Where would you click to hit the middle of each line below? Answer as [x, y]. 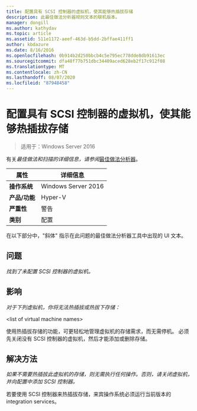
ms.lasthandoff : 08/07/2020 [41, 77]
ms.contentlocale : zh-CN [37, 72]
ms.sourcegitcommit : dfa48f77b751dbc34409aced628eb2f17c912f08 [86, 61]
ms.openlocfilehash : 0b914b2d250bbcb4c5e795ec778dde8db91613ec [86, 56]
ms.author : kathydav [32, 28]
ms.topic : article [29, 34]
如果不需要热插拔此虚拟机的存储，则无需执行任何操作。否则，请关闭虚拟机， [99, 374]
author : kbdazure [28, 45]
